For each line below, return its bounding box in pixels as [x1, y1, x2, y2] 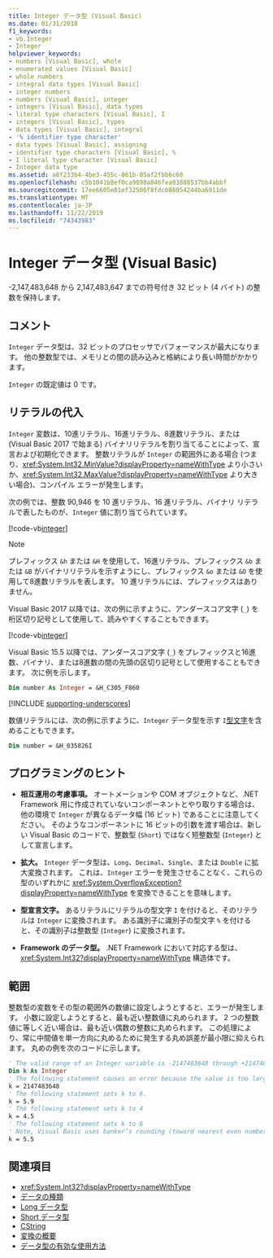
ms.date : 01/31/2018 [8, 20, 79, 28]
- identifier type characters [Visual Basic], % [8, 148, 176, 156]
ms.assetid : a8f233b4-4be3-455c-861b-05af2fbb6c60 [8, 171, 184, 179]
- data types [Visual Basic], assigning [8, 140, 148, 149]
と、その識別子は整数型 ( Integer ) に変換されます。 [19, 926, 190, 936]
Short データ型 [19, 1212, 70, 1221]
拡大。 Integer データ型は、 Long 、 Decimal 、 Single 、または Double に [19, 857, 252, 867]
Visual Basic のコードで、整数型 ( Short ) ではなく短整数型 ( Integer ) [29, 830, 253, 839]
